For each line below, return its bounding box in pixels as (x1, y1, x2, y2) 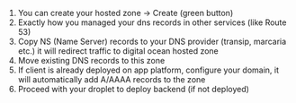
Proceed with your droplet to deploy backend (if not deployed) (17, 84, 250, 94)
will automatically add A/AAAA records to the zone (17, 74, 206, 84)
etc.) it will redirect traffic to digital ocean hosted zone (17, 46, 219, 56)
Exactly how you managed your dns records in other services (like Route (17, 17, 287, 28)
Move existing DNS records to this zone (17, 56, 166, 65)
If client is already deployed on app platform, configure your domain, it (17, 64, 280, 75)
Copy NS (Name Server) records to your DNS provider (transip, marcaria (17, 36, 287, 47)
